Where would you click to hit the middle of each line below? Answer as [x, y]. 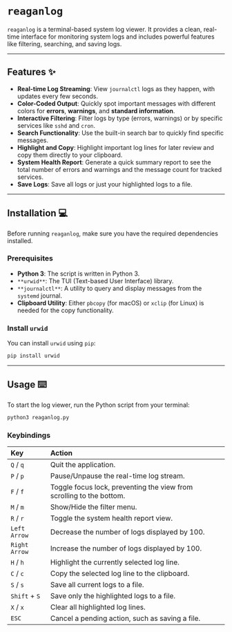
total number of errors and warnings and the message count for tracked [119, 169]
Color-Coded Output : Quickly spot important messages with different [116, 103]
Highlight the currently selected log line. [115, 562]
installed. [20, 240]
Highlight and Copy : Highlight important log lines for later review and [115, 147]
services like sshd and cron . [56, 125]
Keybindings [29, 435]
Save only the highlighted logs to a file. [113, 596]
